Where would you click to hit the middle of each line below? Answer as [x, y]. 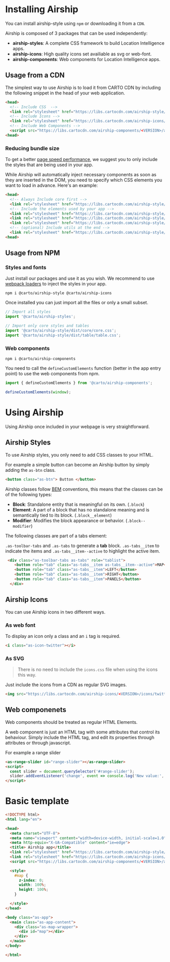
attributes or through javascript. [38, 743]
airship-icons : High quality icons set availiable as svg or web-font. [82, 54]
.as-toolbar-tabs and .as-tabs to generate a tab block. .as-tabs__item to [82, 546]
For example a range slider [33, 752]
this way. [27, 675]
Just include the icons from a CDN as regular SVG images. [66, 685]
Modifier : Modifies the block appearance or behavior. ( [70, 520]
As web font [20, 625]
